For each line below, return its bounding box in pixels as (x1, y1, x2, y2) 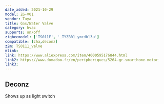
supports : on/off (5, 30, 41, 35)
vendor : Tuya (5, 16, 32, 21)
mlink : (5, 48, 19, 53)
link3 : (5, 62, 19, 67)
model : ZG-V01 (5, 12, 34, 17)
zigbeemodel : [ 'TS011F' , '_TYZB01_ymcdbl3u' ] (5, 35, 99, 40)
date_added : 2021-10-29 (5, 7, 54, 12)
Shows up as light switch (5, 93, 55, 99)
